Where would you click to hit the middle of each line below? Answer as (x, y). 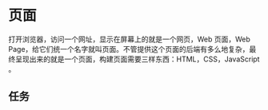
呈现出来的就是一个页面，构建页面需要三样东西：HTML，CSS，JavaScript (137, 59)
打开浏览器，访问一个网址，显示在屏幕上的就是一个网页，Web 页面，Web (129, 39)
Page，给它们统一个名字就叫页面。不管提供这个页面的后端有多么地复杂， (129, 49)
